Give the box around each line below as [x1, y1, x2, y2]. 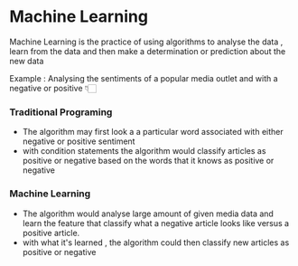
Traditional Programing [9, 106, 113, 119]
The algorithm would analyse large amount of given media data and [22, 208, 274, 219]
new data [9, 55, 44, 66]
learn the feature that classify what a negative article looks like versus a [22, 217, 290, 228]
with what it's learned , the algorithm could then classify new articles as [22, 237, 290, 248]
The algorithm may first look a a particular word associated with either [22, 127, 284, 138]
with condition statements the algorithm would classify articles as [22, 146, 266, 157]
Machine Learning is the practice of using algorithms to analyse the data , [9, 36, 284, 47]
